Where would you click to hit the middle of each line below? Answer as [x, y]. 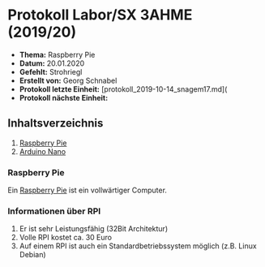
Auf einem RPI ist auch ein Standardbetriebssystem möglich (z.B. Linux [138, 246]
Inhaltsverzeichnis [56, 123]
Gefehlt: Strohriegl [51, 71]
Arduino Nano [43, 151]
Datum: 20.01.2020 [52, 63]
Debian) [32, 255]
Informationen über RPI [54, 211]
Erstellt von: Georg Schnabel [68, 80]
